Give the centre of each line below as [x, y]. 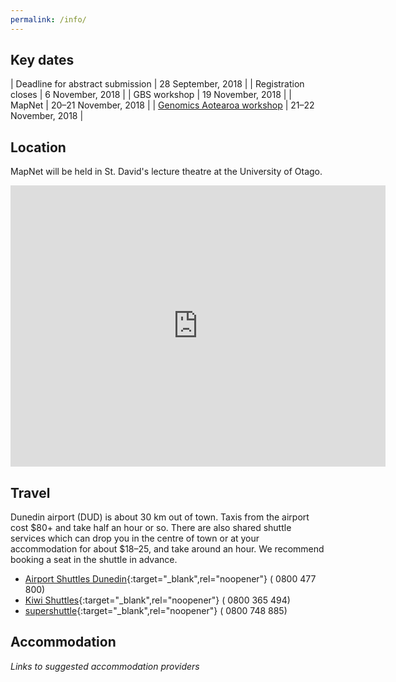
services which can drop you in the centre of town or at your [135, 538]
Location [38, 147]
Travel [30, 492]
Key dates [42, 60]
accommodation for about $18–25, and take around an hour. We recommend [167, 549]
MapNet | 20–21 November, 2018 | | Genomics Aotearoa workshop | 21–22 [162, 105]
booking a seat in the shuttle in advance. [94, 560]
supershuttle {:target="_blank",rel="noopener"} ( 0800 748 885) [156, 611]
